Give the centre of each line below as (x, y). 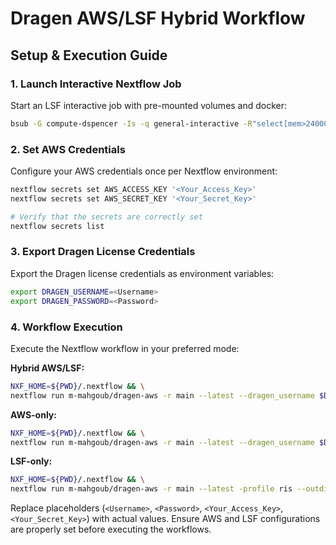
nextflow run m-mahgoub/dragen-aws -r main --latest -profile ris (151, 489)
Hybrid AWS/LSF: (47, 368)
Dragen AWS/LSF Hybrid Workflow (158, 18)
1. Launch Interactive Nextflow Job (96, 84)
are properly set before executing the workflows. (111, 529)
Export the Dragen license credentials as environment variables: (142, 273)
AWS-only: (33, 414)
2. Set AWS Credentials (68, 149)
